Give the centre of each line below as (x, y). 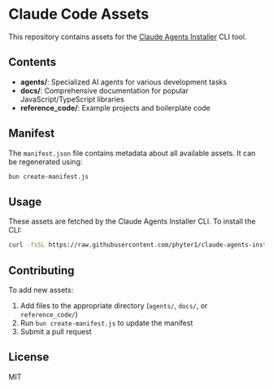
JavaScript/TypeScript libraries (72, 99)
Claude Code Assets (79, 14)
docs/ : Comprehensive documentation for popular (104, 90)
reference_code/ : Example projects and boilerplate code (115, 107)
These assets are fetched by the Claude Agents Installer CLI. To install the (132, 221)
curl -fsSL (27, 245)
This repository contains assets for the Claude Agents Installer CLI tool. (128, 37)
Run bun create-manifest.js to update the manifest (106, 323)
